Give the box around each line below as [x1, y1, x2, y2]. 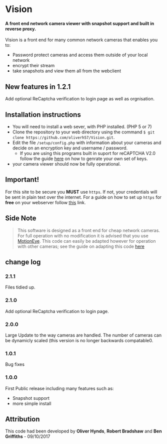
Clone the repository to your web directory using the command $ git [12, 129, 155, 135]
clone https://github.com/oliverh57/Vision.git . [12, 134, 115, 140]
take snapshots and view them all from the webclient [12, 68, 121, 74]
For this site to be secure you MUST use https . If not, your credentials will [5, 189, 157, 195]
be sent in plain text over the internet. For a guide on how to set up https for [5, 194, 161, 200]
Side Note [5, 214, 36, 223]
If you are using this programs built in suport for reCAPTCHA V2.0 [19, 151, 156, 157]
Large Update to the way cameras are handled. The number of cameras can [5, 332, 161, 338]
